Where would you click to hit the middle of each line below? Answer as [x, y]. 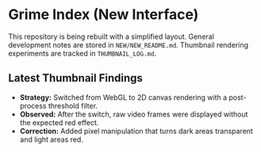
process [33, 105]
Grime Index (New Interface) [104, 15]
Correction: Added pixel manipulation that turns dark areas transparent [136, 131]
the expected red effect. [59, 122]
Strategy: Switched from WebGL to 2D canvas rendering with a [123, 97]
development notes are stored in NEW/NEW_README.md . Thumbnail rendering [128, 44]
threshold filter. [73, 105]
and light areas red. [51, 139]
